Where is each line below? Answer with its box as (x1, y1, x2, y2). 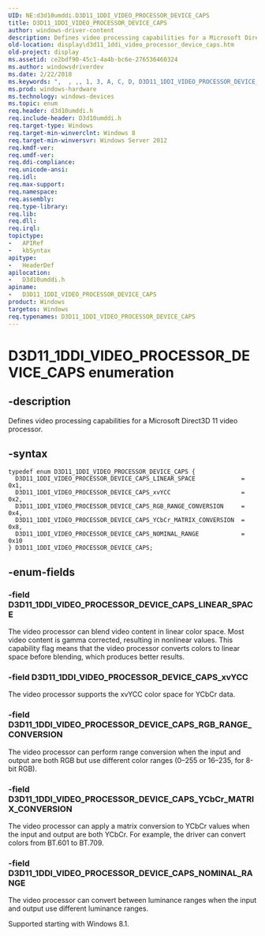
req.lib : (8, 210, 37, 218)
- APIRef (8, 239, 44, 247)
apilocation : (8, 269, 51, 276)
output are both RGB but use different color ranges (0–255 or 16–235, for (8, 755, 244, 765)
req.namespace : (8, 187, 58, 196)
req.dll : (8, 217, 37, 225)
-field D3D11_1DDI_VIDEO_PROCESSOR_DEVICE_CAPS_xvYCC (8, 671, 248, 682)
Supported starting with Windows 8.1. (8, 919, 130, 929)
